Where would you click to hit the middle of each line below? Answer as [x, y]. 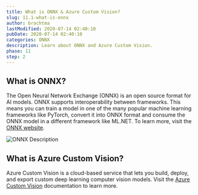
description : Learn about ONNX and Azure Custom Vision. [80, 46]
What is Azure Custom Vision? [65, 158]
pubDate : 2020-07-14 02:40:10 [45, 34]
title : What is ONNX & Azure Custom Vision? [63, 12]
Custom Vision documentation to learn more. [62, 186]
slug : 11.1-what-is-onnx [38, 18]
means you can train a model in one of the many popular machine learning [99, 109]
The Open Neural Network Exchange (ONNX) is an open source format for [99, 96]
